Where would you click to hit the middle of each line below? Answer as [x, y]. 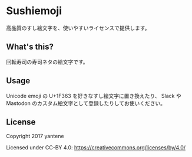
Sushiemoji [34, 11]
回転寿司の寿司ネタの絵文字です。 [47, 62]
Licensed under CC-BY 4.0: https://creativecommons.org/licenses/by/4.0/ [96, 148]
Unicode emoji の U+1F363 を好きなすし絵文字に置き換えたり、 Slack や [94, 96]
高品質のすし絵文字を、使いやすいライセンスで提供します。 [78, 28]
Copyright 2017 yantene [35, 136]
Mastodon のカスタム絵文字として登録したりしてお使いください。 [86, 103]
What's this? [30, 47]
